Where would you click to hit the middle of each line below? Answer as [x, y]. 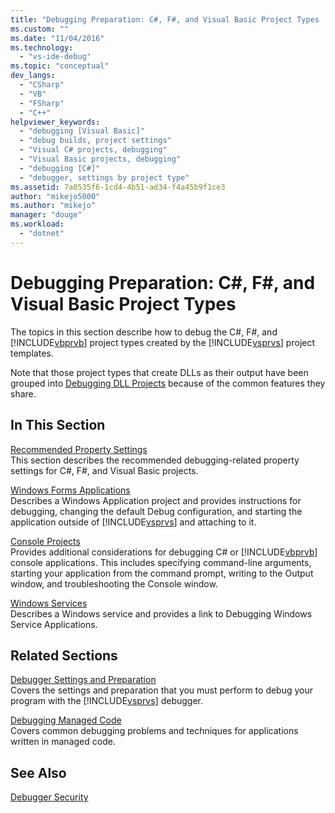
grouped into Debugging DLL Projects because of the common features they [168, 383]
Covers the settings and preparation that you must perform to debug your [162, 690]
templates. [32, 353]
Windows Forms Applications [70, 490]
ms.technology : [42, 47]
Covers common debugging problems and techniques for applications [154, 731]
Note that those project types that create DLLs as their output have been [159, 372]
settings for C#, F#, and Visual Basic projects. [104, 470]
